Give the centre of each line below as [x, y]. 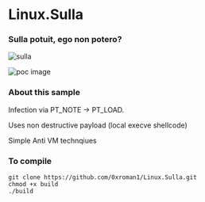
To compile [30, 161]
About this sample [44, 93]
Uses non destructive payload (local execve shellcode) [98, 125]
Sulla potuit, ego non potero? [65, 40]
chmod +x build [33, 185]
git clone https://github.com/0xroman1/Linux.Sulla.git [102, 177]
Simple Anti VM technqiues [52, 140]
